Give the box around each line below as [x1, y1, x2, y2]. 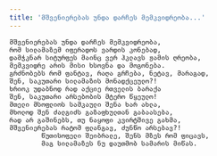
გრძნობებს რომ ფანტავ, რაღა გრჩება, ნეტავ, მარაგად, [9, 69, 210, 78]
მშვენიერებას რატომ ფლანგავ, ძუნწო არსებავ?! [9, 123, 181, 132]
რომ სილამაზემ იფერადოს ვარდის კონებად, [9, 45, 163, 54]
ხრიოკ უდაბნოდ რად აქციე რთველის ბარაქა [9, 84, 163, 94]
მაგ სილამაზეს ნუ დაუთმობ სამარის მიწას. [41, 139, 198, 148]
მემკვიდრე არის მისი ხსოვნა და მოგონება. [9, 61, 166, 70]
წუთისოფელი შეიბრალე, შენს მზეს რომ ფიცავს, [41, 131, 210, 140]
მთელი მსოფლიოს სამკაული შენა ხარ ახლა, [9, 100, 163, 109]
